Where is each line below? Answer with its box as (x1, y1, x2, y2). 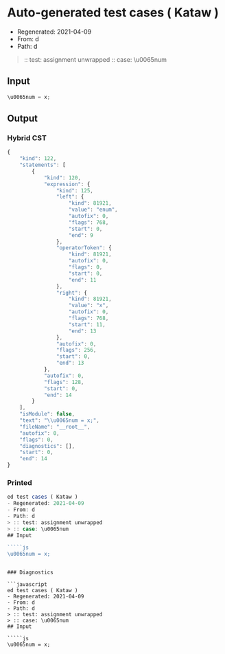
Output (7, 113, 38, 124)
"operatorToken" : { (56, 245, 112, 251)
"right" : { (56, 289, 88, 296)
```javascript (7, 581, 48, 588)
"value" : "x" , (68, 302, 109, 309)
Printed (7, 477, 32, 487)
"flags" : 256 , (56, 347, 97, 354)
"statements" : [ (19, 161, 67, 169)
